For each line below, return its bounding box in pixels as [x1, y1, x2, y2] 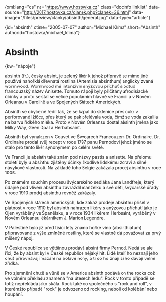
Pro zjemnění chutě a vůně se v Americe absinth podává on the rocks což [5, 270, 155, 276]
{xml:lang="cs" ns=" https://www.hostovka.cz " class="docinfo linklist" [5, 4, 148, 10]
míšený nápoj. [5, 235, 34, 241]
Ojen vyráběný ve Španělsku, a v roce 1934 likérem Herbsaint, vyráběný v [5, 210, 156, 216]
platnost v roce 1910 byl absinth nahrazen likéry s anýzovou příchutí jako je [5, 205, 157, 211]
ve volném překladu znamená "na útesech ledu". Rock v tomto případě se [5, 275, 155, 281]
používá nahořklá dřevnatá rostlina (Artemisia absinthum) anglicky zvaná [5, 78, 153, 84]
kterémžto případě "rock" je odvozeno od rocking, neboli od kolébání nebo [5, 286, 157, 292]
